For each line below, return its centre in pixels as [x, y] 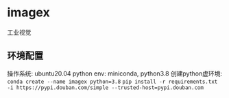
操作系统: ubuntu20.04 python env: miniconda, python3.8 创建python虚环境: [115, 73]
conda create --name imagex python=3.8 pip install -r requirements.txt [112, 82]
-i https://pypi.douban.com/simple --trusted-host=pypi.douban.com [106, 87]
